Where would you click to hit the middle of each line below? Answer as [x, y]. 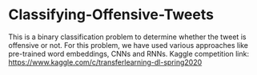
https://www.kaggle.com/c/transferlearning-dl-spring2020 [105, 62]
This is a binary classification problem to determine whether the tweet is [127, 37]
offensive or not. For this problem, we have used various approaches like [128, 45]
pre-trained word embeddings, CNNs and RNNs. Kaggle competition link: [129, 53]
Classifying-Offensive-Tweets [111, 15]
